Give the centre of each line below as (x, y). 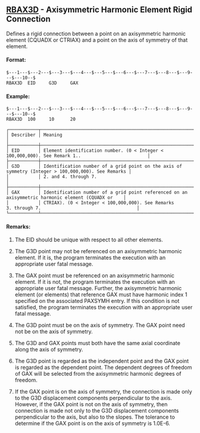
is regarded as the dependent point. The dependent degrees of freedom (103, 367)
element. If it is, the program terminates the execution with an (90, 258)
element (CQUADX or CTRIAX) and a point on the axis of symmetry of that (97, 40)
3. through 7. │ (73, 208)
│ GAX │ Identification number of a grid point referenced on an (97, 193)
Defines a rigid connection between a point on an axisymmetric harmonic (96, 33)
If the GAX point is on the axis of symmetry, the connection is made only (103, 392)
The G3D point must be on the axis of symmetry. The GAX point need (100, 325)
